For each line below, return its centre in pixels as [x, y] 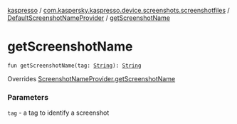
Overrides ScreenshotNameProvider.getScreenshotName [91, 78]
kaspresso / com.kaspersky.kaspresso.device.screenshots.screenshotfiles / [118, 10]
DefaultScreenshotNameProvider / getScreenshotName [89, 18]
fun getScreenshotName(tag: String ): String [74, 66]
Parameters [28, 97]
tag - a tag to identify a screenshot [58, 113]
